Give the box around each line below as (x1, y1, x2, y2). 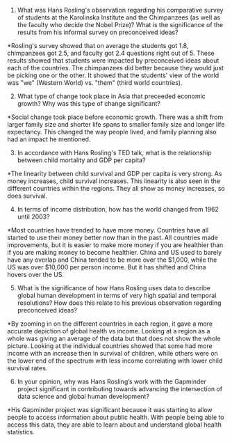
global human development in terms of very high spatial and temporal (17, 292, 217, 299)
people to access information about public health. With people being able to (7, 413, 224, 421)
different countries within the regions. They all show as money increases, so (7, 184, 225, 192)
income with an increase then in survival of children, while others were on (7, 349, 219, 357)
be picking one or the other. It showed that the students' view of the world (7, 71, 219, 79)
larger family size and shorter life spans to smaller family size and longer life (7, 120, 225, 128)
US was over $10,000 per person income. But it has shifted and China (7, 263, 206, 271)
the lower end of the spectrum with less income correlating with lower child (7, 356, 223, 365)
